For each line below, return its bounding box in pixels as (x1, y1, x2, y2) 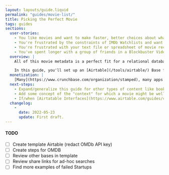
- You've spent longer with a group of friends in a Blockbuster (14, 49, 154, 54)
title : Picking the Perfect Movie (5, 17, 78, 22)
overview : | (10, 54, 35, 59)
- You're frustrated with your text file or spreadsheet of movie (14, 45, 156, 50)
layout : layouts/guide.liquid (5, 7, 69, 13)
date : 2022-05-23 (18, 110, 55, 115)
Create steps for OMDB (12, 147, 61, 153)
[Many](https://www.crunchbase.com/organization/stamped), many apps (14, 77, 163, 82)
